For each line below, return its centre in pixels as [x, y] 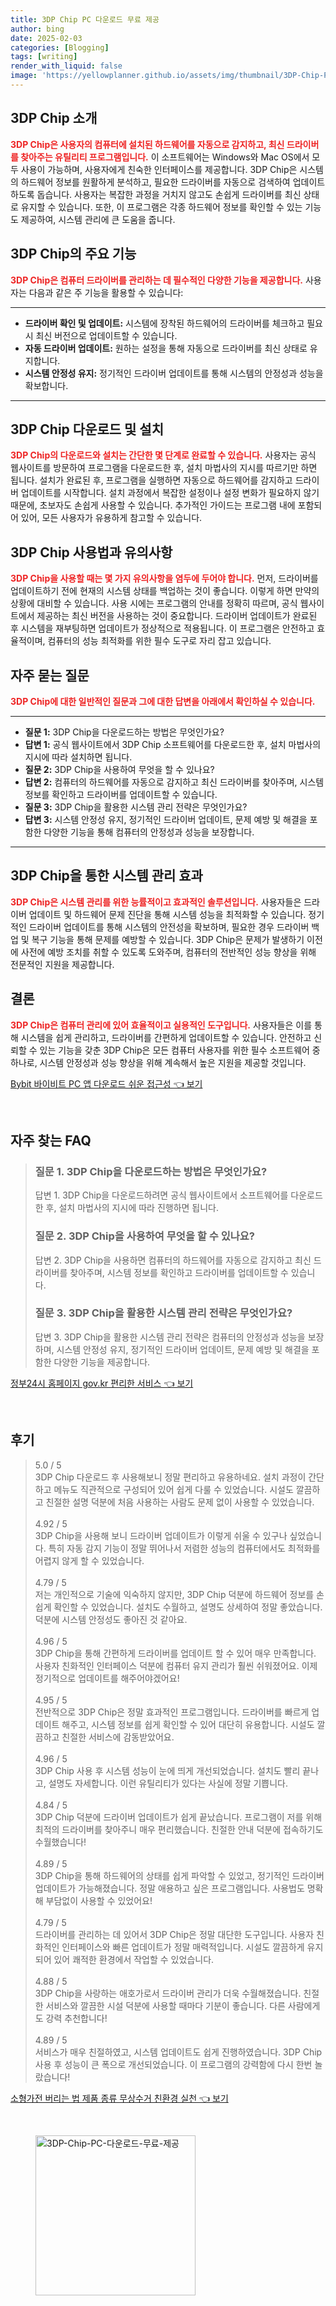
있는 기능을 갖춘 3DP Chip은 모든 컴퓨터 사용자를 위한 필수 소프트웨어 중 [180, 1050]
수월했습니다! [60, 1842]
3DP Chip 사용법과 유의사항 [91, 552]
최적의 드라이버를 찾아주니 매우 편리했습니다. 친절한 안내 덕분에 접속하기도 [179, 1829]
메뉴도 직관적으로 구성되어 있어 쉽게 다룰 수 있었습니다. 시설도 [173, 1489]
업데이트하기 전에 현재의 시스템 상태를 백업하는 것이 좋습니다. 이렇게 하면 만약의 [165, 591]
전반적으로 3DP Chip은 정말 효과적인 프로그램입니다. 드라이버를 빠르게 [172, 1712]
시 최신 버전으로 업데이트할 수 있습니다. [101, 335]
